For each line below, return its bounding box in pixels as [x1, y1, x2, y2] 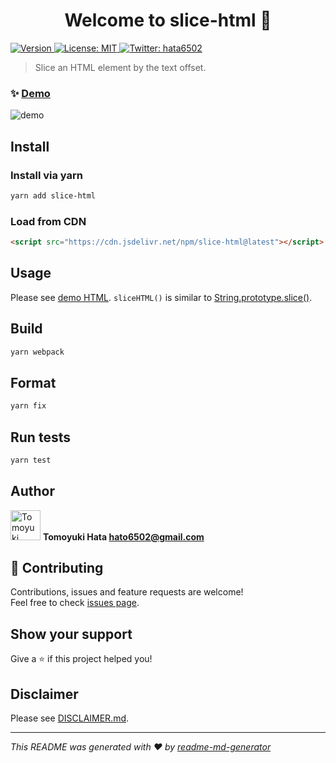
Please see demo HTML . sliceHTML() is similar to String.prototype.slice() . [10, 291, 313, 303]
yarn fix [10, 401, 47, 411]
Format [10, 374, 57, 391]
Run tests [10, 429, 71, 446]
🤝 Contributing [10, 560, 104, 577]
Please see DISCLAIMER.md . [10, 712, 130, 724]
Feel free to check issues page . [10, 597, 140, 609]
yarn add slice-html [10, 190, 97, 201]
